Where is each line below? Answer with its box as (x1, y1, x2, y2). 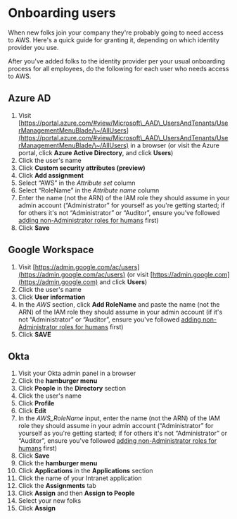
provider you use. (8, 43, 59, 51)
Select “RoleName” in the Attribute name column (18, 185, 160, 195)
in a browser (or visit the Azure (130, 141, 220, 149)
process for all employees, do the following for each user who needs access (8, 64, 229, 73)
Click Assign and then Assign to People (18, 489, 135, 498)
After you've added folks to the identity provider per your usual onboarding (8, 56, 226, 65)
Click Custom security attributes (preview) (18, 164, 146, 172)
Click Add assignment (18, 171, 84, 179)
